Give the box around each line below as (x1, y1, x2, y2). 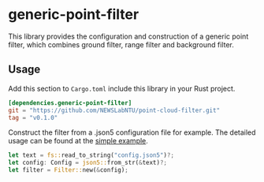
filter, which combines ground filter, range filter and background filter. (8, 39, 235, 49)
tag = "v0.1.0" (8, 113, 58, 121)
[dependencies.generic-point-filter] (8, 98, 132, 107)
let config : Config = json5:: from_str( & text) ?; (8, 159, 168, 167)
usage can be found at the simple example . (8, 136, 148, 146)
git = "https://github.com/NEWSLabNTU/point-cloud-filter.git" (8, 106, 221, 114)
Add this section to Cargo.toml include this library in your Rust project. (8, 84, 236, 93)
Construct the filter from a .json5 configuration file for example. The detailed (8, 128, 256, 137)
